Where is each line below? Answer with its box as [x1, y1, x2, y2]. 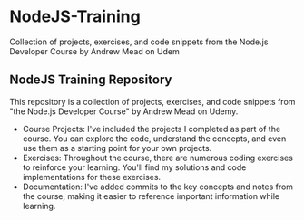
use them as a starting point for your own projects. [22, 142, 212, 153]
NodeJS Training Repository [9, 72, 172, 88]
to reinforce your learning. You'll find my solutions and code [22, 161, 247, 173]
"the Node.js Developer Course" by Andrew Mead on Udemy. [9, 106, 239, 117]
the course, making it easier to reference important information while [22, 190, 280, 201]
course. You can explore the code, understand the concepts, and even [22, 133, 287, 144]
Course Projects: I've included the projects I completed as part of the [22, 123, 281, 134]
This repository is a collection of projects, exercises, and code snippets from [9, 96, 296, 107]
